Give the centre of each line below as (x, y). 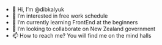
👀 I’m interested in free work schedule (60, 16)
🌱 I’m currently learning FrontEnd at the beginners (75, 22)
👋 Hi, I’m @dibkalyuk (38, 9)
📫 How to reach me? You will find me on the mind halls (82, 36)
